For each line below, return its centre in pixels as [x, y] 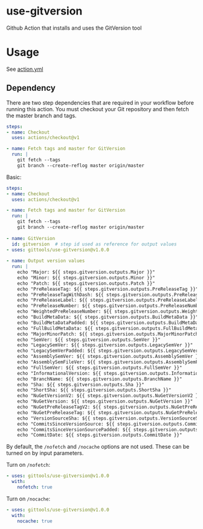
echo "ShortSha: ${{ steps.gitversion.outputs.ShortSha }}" [94, 390]
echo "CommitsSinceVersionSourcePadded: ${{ [74, 430]
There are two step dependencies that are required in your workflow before [100, 102]
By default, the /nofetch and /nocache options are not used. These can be [98, 447]
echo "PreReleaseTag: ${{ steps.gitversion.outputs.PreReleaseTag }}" [108, 289]
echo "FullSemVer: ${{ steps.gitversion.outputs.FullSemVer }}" [100, 368]
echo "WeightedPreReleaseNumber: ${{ [65, 312]
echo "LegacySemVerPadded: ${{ [56, 351]
